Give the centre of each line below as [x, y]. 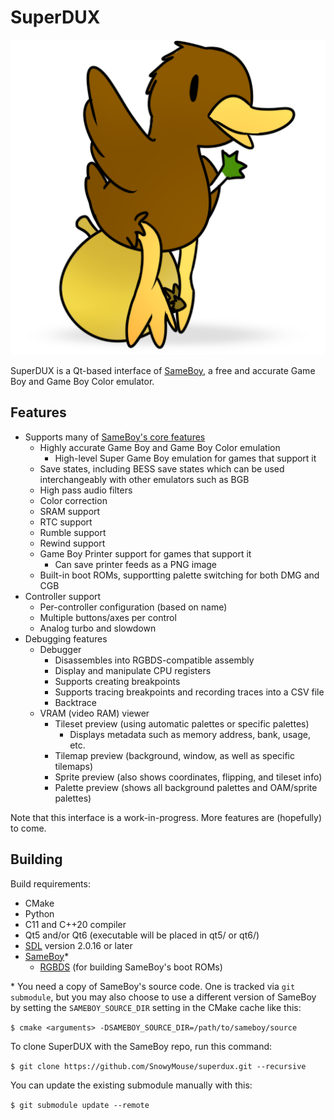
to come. [28, 828]
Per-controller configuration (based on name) [133, 607]
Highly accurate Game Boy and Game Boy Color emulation [160, 447]
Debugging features [66, 638]
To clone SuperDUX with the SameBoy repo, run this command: [141, 1046]
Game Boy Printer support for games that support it [145, 553]
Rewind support [72, 543]
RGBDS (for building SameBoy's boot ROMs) [131, 967]
